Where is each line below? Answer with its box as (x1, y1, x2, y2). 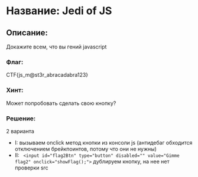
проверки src (14, 164, 48, 171)
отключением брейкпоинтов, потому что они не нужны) (14, 145, 157, 152)
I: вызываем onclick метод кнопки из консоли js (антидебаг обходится (14, 139, 193, 146)
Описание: (6, 28, 48, 38)
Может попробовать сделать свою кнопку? (6, 99, 116, 107)
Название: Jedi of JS (6, 4, 112, 18)
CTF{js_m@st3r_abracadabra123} (6, 71, 89, 78)
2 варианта (6, 127, 34, 135)
